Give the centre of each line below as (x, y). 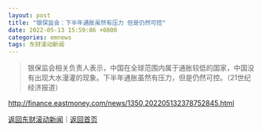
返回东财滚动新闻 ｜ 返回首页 (53, 119)
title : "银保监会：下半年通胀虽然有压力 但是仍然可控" (87, 23)
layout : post (29, 15)
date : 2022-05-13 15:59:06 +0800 (63, 30)
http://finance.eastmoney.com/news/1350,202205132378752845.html (121, 104)
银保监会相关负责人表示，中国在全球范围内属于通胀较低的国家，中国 (137, 68)
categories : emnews (40, 37)
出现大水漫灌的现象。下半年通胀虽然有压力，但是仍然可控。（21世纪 (143, 78)
